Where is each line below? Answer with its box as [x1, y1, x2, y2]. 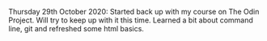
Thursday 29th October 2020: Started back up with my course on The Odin [8, 7, 260, 16]
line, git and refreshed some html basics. [8, 24, 144, 33]
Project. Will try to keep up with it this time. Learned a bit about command [8, 15, 253, 25]
